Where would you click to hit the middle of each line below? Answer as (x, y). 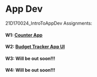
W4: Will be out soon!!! (30, 70)
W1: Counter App (24, 35)
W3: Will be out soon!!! (30, 58)
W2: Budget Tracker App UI (35, 47)
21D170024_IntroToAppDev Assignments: (49, 23)
